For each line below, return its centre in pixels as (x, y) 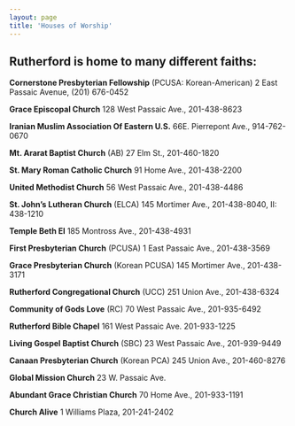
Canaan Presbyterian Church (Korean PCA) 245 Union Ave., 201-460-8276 (147, 360)
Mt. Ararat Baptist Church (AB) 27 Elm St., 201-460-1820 (114, 153)
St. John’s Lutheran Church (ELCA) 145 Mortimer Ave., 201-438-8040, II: (143, 205)
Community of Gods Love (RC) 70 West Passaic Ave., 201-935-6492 (135, 309)
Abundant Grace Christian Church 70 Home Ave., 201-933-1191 (126, 395)
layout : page (33, 17)
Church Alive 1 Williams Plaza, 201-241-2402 (92, 412)
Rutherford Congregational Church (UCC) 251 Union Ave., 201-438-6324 (144, 292)
